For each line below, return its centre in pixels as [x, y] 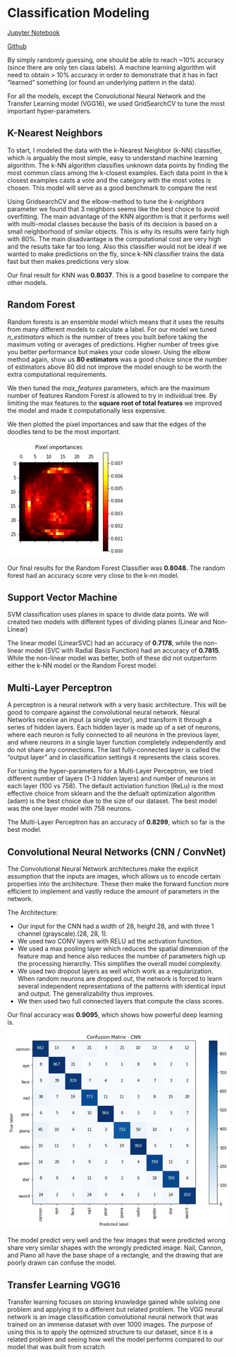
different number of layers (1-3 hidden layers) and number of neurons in [112, 778]
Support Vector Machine [62, 597]
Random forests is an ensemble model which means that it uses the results [116, 322]
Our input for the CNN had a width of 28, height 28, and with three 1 [116, 926]
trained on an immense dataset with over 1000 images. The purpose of [110, 1325]
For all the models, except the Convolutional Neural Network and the [106, 96]
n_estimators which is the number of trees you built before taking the [107, 337]
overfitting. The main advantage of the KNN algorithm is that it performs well [118, 216]
